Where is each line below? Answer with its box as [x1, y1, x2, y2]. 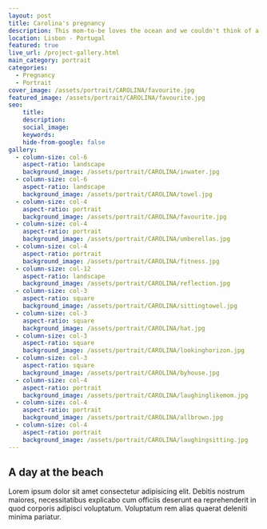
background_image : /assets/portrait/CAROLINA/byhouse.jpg [22, 369, 220, 377]
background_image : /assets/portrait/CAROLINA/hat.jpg [22, 324, 205, 332]
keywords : [22, 130, 56, 138]
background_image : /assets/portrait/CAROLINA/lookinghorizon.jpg [22, 347, 245, 355]
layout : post [8, 11, 52, 20]
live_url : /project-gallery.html [8, 49, 120, 57]
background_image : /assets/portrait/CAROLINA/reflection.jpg [22, 279, 230, 288]
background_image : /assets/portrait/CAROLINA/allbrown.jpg [22, 414, 224, 422]
